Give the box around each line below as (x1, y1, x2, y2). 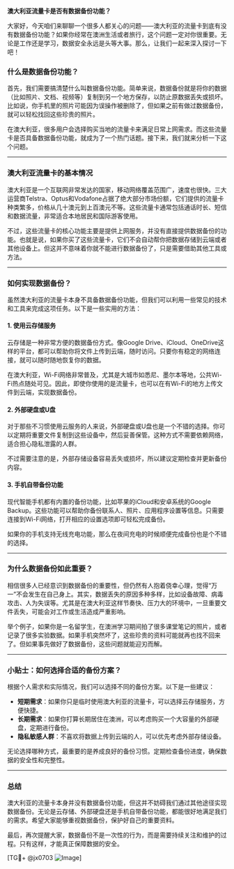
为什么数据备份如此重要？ (7, 564, 93, 574)
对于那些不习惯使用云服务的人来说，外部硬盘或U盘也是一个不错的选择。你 (7, 422, 219, 431)
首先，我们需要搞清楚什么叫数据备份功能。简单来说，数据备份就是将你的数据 (7, 84, 227, 93)
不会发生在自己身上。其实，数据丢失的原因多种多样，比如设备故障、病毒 (16, 590, 224, 598)
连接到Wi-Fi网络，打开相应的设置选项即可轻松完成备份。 (7, 514, 169, 523)
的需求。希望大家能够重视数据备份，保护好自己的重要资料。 (7, 816, 178, 824)
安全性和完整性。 (19, 756, 68, 764)
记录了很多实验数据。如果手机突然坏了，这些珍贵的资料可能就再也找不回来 (7, 631, 221, 639)
